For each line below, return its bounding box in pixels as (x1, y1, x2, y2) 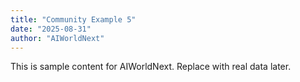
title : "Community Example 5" (10, 14, 137, 25)
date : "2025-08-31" (10, 24, 92, 34)
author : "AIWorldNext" (10, 33, 105, 43)
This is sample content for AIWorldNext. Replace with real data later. (10, 61, 292, 73)
